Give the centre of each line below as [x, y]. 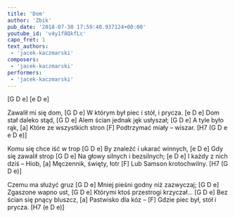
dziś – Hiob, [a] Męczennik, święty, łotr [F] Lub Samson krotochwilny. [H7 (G [118, 164]
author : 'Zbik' [30, 20]
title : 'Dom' [26, 14]
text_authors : [28, 46]
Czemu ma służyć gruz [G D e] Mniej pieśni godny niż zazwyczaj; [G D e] [113, 185]
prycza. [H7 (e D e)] [36, 207]
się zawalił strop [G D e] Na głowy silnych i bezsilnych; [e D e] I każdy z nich [118, 156]
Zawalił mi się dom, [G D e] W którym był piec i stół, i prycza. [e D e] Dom [114, 113]
